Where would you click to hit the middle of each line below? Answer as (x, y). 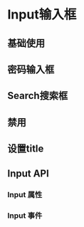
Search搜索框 (38, 96)
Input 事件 (25, 216)
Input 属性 (25, 195)
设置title (26, 149)
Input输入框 (42, 15)
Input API (28, 173)
